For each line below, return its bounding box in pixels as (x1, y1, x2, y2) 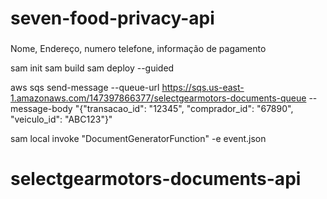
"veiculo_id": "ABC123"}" (10, 113, 113, 126)
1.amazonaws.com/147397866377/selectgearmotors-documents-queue (10, 92, 307, 104)
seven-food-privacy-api (10, 7, 215, 30)
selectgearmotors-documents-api (10, 168, 302, 191)
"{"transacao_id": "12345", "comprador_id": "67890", (74, 103, 294, 115)
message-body (10, 103, 73, 115)
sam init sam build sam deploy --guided (10, 62, 175, 74)
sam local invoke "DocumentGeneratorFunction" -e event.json (10, 133, 267, 145)
